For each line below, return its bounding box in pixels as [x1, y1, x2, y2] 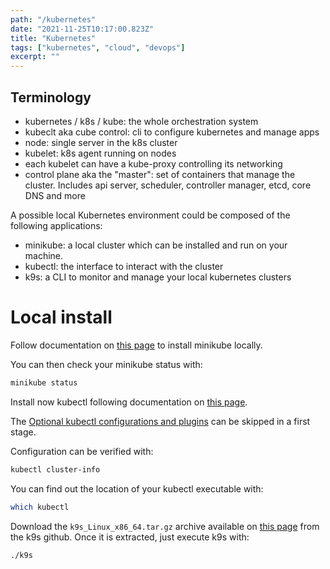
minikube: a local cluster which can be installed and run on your [24, 239, 288, 251]
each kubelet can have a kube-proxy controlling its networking [24, 157, 283, 170]
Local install [10, 306, 113, 329]
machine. [24, 249, 64, 261]
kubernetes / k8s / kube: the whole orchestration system [24, 115, 259, 127]
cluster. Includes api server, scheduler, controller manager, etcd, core [24, 179, 312, 191]
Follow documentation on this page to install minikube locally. [10, 339, 263, 351]
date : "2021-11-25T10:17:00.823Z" [10, 24, 155, 34]
